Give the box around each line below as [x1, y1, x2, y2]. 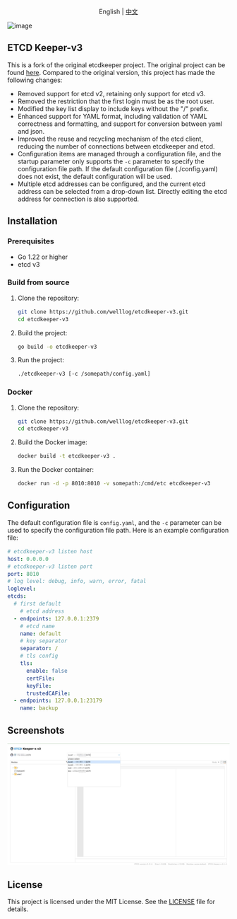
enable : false [25, 667, 68, 674]
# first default [13, 601, 61, 608]
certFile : [25, 675, 55, 682]
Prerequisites [7, 236, 54, 246]
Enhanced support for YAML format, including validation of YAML [17, 112, 207, 120]
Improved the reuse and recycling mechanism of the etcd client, [17, 134, 203, 143]
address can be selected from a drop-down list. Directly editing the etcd [17, 187, 228, 195]
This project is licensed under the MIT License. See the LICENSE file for [7, 898, 216, 906]
